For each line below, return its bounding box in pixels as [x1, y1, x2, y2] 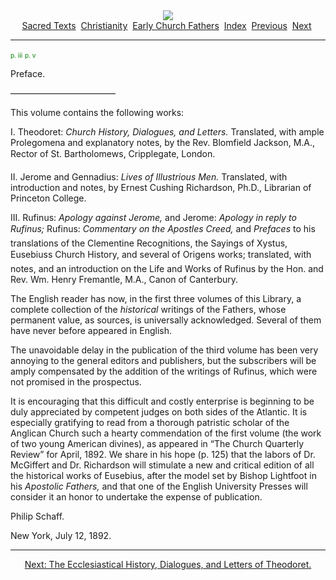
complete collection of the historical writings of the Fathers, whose [10, 304, 287, 315]
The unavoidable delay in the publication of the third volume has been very [10, 344, 319, 356]
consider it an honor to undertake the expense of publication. [10, 491, 263, 503]
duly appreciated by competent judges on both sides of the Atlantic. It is [10, 406, 308, 418]
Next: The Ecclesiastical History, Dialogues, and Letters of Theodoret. [24, 559, 312, 570]
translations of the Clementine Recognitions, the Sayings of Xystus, [10, 237, 288, 249]
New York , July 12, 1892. [10, 530, 112, 541]
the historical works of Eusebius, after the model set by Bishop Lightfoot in [10, 470, 317, 481]
